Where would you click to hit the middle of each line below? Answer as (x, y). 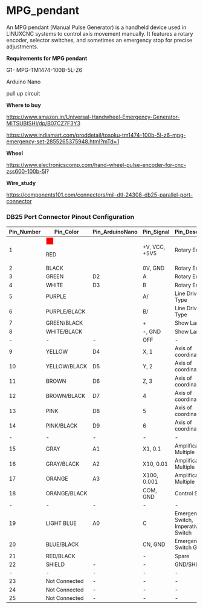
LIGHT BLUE (61, 523)
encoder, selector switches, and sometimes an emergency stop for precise (99, 40)
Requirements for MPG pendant (47, 58)
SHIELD (55, 564)
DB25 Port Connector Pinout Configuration (70, 217)
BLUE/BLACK (62, 544)
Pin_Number (25, 232)
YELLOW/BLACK (66, 366)
